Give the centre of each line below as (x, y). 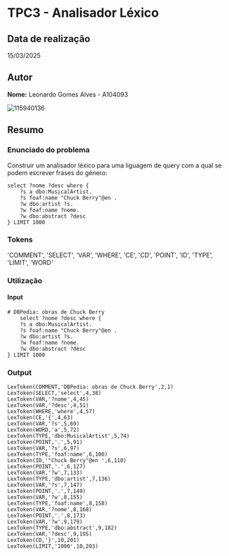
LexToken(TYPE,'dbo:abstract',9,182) (62, 528)
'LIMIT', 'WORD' (30, 262)
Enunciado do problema (49, 150)
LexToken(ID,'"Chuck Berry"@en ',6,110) (67, 461)
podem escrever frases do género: (57, 172)
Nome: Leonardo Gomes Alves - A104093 (68, 94)
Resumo (26, 130)
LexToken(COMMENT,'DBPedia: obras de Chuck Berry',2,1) (90, 387)
